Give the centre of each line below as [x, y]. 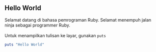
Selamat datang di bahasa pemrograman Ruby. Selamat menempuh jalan [78, 20]
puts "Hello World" [25, 44]
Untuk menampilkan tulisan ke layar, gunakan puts [55, 35]
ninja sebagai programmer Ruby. [38, 25]
